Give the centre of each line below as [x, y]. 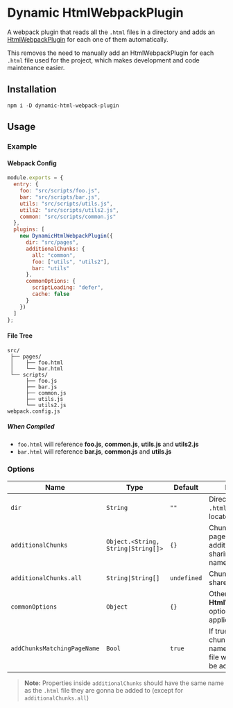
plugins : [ [29, 230]
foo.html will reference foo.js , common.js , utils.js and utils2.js [108, 444]
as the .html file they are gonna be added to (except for [104, 690]
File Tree [20, 336]
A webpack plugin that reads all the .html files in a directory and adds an [111, 32]
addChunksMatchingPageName [55, 648]
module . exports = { [35, 178]
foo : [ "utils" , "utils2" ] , [71, 262]
